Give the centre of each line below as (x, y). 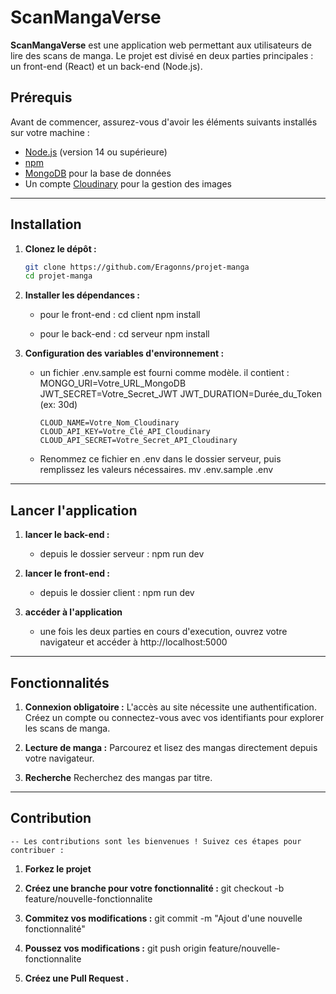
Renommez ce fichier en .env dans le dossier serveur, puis (160, 459)
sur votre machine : (50, 132)
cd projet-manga (58, 276)
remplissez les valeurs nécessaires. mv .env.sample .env (156, 470)
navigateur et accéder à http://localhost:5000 (133, 642)
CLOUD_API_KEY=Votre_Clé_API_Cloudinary (125, 432)
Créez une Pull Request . (77, 978)
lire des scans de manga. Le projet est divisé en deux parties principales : (162, 55)
